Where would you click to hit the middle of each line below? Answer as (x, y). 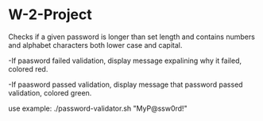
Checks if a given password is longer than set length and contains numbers (132, 37)
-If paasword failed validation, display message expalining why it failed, (125, 60)
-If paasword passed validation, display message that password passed (126, 84)
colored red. (28, 68)
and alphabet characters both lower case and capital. (95, 45)
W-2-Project (50, 15)
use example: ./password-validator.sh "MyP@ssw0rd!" (98, 108)
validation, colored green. (50, 92)
